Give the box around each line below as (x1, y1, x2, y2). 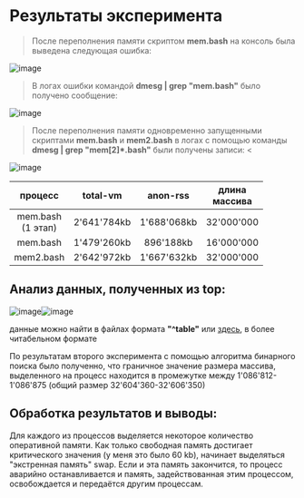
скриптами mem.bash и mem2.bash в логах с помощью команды (31, 134, 288, 145)
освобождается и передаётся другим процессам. (9, 478, 204, 489)
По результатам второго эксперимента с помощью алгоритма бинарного (9, 350, 296, 361)
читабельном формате (9, 333, 98, 344)
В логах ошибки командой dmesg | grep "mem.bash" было (31, 80, 261, 91)
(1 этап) (21, 221, 57, 234)
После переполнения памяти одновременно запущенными (31, 124, 262, 136)
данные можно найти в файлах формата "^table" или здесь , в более (9, 323, 275, 334)
